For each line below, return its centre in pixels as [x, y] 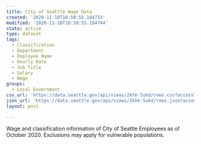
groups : [16, 84]
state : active [24, 28]
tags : [13, 39]
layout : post [22, 106]
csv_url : [17, 95]
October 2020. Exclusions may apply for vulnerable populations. [85, 134]
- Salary [22, 73]
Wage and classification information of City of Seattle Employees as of [93, 128]
